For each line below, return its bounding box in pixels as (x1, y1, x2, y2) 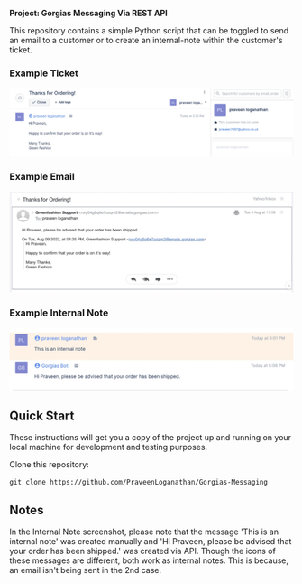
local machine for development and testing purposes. (9, 442, 208, 453)
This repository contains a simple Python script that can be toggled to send (9, 25, 289, 35)
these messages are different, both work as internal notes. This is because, (9, 555, 289, 566)
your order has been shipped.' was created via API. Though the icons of (9, 545, 277, 556)
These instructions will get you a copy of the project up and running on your (9, 432, 291, 443)
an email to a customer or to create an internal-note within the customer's (9, 35, 283, 45)
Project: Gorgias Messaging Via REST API (9, 8, 169, 18)
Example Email (9, 170, 75, 183)
